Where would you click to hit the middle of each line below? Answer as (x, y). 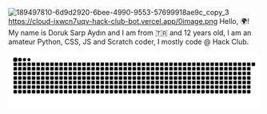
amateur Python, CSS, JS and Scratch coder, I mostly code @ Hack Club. (129, 41)
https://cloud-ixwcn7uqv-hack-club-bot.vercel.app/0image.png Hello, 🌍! (129, 21)
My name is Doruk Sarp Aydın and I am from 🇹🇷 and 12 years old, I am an (130, 33)
